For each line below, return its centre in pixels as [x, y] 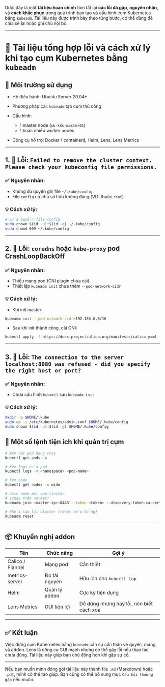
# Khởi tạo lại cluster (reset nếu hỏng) [51, 511]
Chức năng [60, 553]
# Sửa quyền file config [33, 219]
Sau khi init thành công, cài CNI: [45, 328]
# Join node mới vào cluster [35, 494]
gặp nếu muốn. [20, 680]
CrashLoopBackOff [35, 256]
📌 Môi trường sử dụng [39, 85]
